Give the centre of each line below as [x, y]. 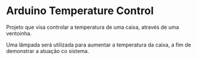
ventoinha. [19, 33]
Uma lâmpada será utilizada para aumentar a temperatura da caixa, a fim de [98, 45]
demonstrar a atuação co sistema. [48, 51]
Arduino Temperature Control [80, 11]
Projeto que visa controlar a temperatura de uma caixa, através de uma [93, 27]
